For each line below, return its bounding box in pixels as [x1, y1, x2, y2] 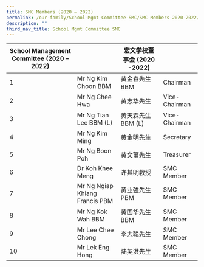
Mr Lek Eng [76, 243, 110, 252]
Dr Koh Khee [76, 164, 114, 173]
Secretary [163, 133, 191, 142]
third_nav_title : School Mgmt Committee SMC [6, 26, 121, 32]
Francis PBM [76, 197, 114, 206]
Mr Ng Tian [76, 111, 109, 119]
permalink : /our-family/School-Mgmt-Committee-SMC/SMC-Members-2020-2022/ [6, 15, 200, 21]
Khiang [76, 189, 97, 198]
